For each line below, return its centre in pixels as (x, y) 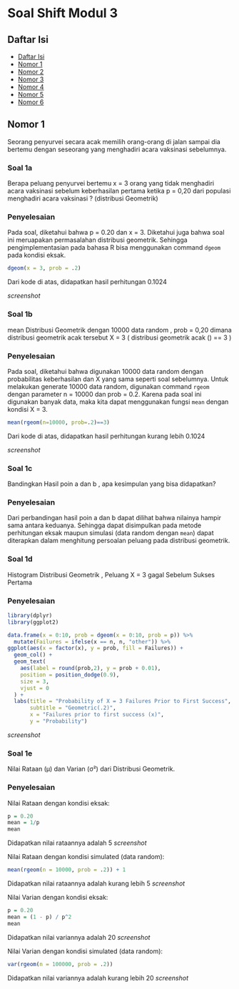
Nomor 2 (31, 72)
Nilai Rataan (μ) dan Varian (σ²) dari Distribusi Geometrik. (91, 769)
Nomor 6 (31, 102)
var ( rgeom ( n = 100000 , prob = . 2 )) (60, 964)
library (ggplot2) (33, 622)
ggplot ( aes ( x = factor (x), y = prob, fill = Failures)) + (95, 648)
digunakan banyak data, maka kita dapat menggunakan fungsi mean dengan (118, 402)
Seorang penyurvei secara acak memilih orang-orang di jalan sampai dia (114, 141)
